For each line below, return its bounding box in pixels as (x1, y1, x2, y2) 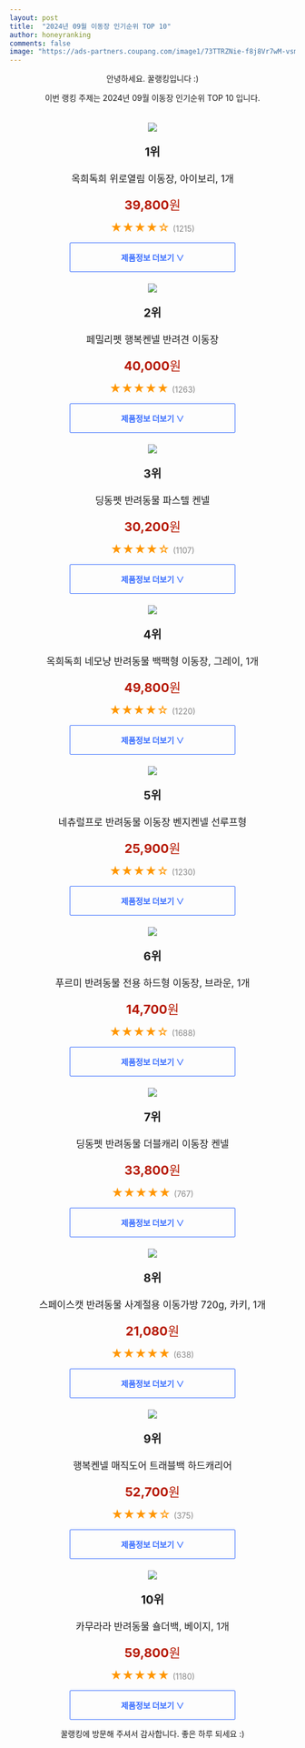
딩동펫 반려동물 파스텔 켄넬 (94, 495, 211, 507)
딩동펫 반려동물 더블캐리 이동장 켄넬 (75, 1138, 230, 1150)
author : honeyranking (9, 30, 92, 39)
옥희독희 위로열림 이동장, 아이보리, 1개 (71, 173, 234, 186)
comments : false (9, 38, 71, 48)
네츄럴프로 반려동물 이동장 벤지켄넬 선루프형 (58, 816, 247, 829)
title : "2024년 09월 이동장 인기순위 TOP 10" (9, 22, 172, 31)
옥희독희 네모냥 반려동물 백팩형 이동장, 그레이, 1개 (46, 656, 259, 668)
